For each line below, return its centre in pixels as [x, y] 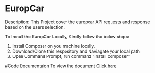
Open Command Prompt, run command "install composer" [71, 56]
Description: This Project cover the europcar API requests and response [77, 22]
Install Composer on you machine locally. [54, 46]
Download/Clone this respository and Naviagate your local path [76, 51]
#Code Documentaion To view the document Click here [61, 66]
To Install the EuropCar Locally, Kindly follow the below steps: [67, 36]
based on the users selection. [35, 27]
